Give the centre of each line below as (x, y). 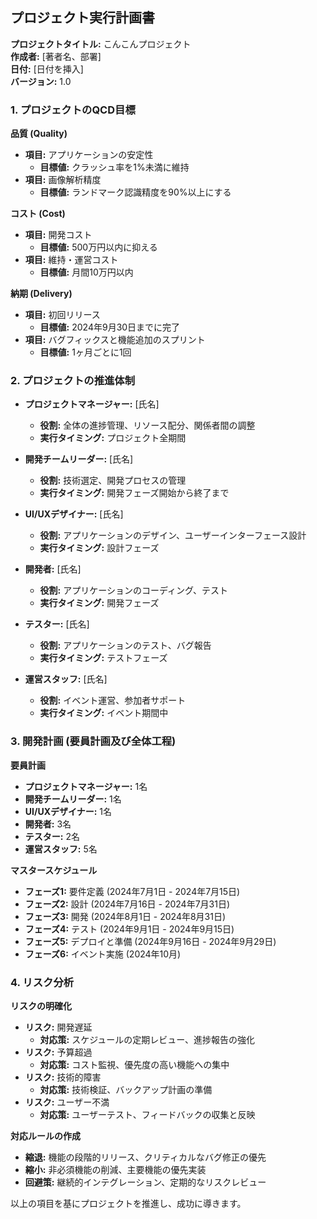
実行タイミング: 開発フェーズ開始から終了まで (134, 493)
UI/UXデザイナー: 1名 (68, 811)
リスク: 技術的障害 (63, 1077)
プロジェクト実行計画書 (82, 18)
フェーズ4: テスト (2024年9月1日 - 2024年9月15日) (129, 929)
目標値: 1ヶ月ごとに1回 (85, 352)
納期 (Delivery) (41, 294)
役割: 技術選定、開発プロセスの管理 (113, 480)
